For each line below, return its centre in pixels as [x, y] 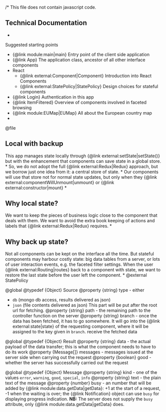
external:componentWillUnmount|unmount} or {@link [60, 182]
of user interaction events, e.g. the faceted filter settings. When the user [79, 264]
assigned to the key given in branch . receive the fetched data [75, 332]
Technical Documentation [46, 23]
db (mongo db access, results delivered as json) [61, 300]
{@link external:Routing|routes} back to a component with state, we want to [83, 270]
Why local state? [32, 203]
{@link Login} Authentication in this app [53, 97]
